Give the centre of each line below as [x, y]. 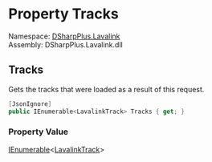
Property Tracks [63, 14]
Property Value [39, 132]
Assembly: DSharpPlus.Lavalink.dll [65, 44]
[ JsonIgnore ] [30, 104]
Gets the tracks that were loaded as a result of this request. [106, 89]
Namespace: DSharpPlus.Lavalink [64, 36]
